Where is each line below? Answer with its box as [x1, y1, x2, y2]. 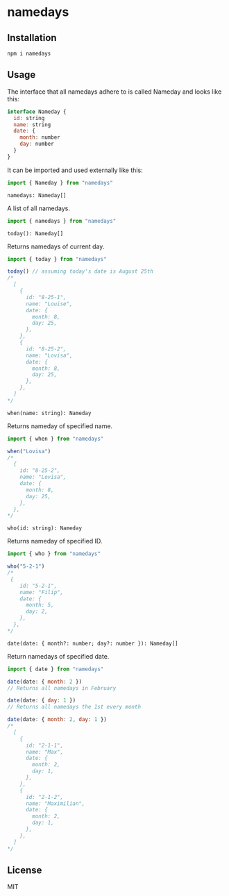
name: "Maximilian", [25, 800, 85, 807]
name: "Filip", [19, 589, 64, 595]
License [7, 864, 42, 876]
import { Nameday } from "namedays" [7, 179, 113, 186]
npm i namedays [7, 50, 51, 57]
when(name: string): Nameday [7, 409, 92, 416]
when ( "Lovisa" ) [7, 448, 51, 455]
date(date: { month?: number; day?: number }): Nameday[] [7, 640, 178, 647]
